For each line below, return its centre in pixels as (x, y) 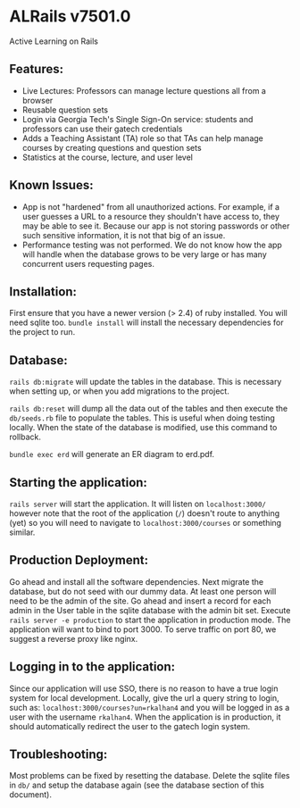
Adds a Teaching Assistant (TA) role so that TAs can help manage (142, 138)
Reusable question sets (65, 110)
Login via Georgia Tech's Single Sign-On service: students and (137, 119)
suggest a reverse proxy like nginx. (74, 638)
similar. (22, 532)
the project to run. (42, 332)
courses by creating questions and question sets (112, 147)
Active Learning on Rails (54, 41)
